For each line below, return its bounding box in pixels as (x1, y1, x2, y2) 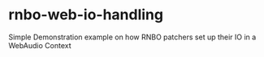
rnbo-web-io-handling (8, 6, 164, 24)
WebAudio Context (8, 40, 71, 50)
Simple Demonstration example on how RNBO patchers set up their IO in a (8, 32, 257, 42)
